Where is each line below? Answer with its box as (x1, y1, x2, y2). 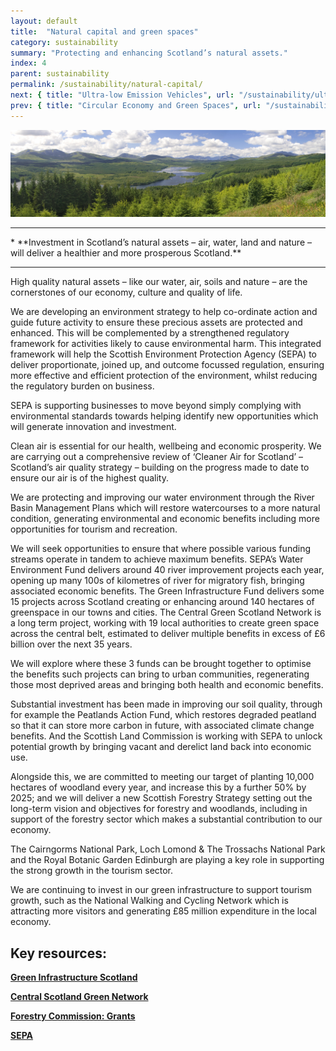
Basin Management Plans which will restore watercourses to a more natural (10, 502, 321, 514)
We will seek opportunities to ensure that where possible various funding (10, 543, 311, 555)
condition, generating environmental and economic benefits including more (10, 513, 320, 525)
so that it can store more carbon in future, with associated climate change (10, 720, 315, 732)
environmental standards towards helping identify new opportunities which (10, 410, 319, 422)
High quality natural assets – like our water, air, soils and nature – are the (10, 276, 308, 288)
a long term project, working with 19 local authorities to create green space (10, 617, 320, 629)
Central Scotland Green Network (10, 991, 149, 1003)
